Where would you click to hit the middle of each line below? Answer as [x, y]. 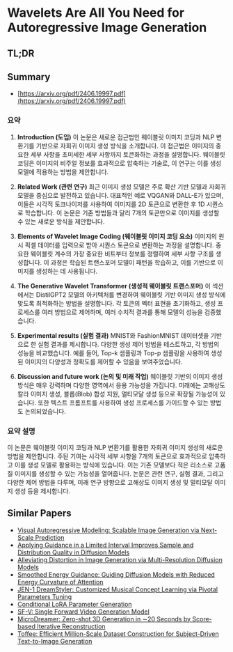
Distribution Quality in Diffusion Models [73, 552]
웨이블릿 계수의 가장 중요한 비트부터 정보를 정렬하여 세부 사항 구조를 [122, 254]
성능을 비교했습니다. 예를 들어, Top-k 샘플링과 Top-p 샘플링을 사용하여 [113, 352]
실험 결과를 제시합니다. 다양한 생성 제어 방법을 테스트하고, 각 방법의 [129, 344]
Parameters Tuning [45, 596]
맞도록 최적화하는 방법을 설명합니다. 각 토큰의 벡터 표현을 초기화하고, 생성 [116, 303]
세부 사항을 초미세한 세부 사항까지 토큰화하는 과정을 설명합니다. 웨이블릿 [128, 154]
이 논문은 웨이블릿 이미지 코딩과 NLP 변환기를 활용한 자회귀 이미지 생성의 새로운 [115, 447]
